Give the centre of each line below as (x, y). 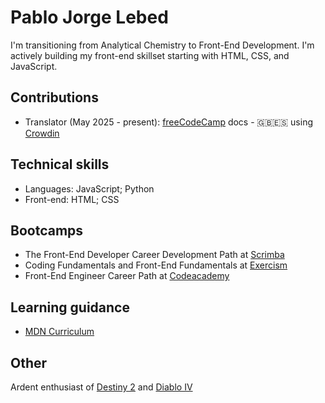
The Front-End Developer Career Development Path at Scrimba (154, 255)
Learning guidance (70, 307)
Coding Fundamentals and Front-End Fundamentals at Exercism (156, 265)
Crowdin (42, 133)
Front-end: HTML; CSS (72, 199)
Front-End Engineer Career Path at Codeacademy (127, 276)
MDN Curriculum (59, 332)
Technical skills (60, 164)
